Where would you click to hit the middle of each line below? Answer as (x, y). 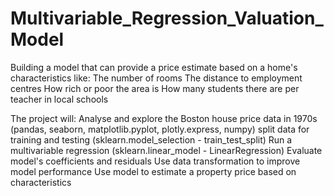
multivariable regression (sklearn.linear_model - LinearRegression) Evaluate (166, 150)
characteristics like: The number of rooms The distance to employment (156, 78)
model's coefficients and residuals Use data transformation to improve (155, 161)
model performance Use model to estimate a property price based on (153, 171)
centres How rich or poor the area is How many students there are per (155, 88)
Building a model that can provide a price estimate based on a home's (154, 67)
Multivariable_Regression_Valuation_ (167, 18)
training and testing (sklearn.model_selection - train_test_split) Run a (151, 139)
